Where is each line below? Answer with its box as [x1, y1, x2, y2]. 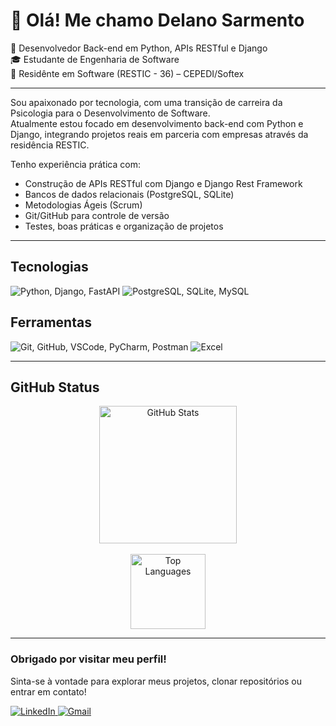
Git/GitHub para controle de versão [24, 209, 170, 221]
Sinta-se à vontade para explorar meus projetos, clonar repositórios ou [10, 675, 303, 687]
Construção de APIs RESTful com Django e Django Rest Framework [24, 177, 303, 189]
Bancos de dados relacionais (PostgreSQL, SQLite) [24, 188, 235, 200]
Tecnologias [10, 259, 89, 276]
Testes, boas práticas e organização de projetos [24, 220, 224, 232]
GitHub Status [10, 379, 100, 396]
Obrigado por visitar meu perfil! [10, 652, 167, 666]
